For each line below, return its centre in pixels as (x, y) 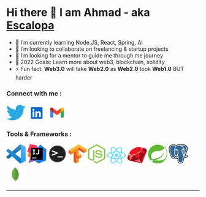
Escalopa (30, 25)
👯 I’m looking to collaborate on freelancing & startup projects (92, 49)
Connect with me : (34, 93)
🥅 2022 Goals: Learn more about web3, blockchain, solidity (90, 62)
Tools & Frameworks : (39, 134)
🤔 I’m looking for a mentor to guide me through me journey (89, 55)
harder (24, 77)
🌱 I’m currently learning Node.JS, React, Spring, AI (79, 42)
